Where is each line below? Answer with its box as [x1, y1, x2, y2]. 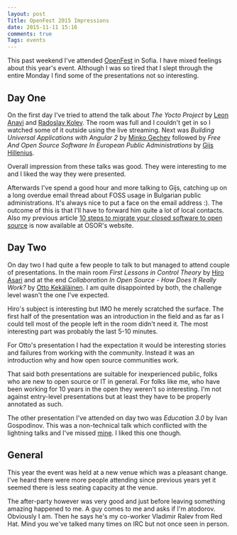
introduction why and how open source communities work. [7, 355, 180, 364]
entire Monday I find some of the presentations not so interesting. [7, 72, 199, 80]
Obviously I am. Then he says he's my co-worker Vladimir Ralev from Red [7, 512, 222, 520]
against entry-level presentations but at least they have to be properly [7, 392, 211, 401]
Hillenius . [7, 148, 35, 157]
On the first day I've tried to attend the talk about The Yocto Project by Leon [7, 111, 229, 119]
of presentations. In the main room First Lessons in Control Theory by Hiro [7, 267, 225, 277]
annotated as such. [7, 399, 64, 408]
